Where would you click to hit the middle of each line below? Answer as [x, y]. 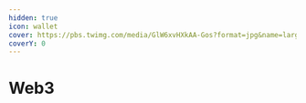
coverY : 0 [27, 43]
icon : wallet [33, 26]
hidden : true [33, 18]
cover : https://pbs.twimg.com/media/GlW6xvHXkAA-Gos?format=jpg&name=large [156, 35]
